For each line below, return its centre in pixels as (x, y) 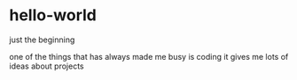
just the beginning (42, 40)
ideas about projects (47, 66)
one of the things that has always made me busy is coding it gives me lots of (149, 56)
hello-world (53, 15)
